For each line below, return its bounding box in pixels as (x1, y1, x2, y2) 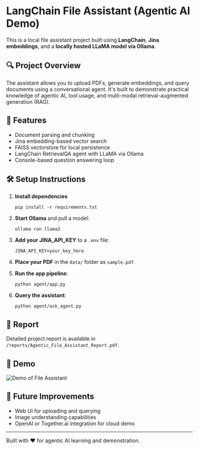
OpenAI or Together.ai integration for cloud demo (14, 420, 135, 427)
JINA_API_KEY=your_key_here (14, 248, 84, 254)
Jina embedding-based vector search (14, 138, 107, 145)
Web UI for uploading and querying (14, 407, 101, 414)
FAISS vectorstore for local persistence (14, 143, 111, 151)
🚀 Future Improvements (6, 391, 95, 401)
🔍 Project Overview (6, 60, 81, 71)
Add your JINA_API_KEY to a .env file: (14, 237, 110, 244)
